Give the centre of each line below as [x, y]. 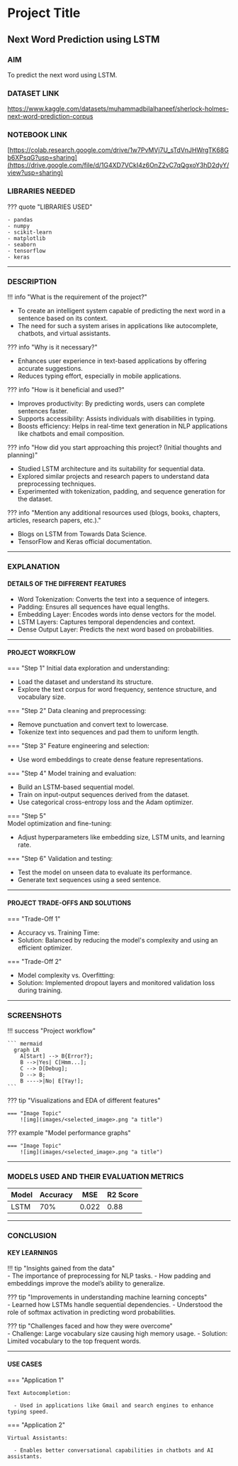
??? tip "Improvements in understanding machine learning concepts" [107, 1297]
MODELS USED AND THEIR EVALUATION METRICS [96, 1176]
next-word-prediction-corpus [50, 116]
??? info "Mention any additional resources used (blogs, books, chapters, [114, 513]
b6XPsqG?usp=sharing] [42, 158]
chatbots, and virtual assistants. [64, 333]
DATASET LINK [33, 93]
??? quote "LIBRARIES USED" [50, 207]
